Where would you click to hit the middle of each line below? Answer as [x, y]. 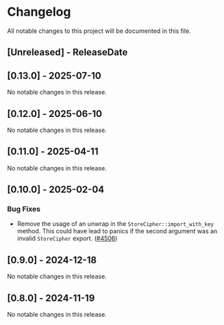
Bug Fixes [24, 209]
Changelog [39, 12]
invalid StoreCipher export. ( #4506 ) [67, 238]
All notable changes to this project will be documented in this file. [99, 31]
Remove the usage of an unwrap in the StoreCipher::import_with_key [115, 224]
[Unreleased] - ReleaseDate [67, 52]
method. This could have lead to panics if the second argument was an [117, 231]
